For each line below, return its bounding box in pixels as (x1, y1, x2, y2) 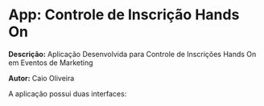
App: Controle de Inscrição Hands (8, 6, 240, 24)
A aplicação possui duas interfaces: (8, 88, 127, 98)
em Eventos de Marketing (8, 58, 93, 67)
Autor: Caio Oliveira (8, 73, 75, 83)
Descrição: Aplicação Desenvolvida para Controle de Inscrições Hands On (8, 49, 257, 59)
